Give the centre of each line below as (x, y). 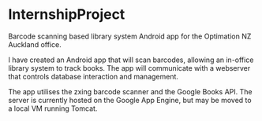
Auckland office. (35, 44)
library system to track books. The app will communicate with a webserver (129, 68)
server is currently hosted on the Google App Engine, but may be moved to (130, 100)
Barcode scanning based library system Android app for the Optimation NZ (130, 36)
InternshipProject (67, 15)
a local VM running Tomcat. (53, 108)
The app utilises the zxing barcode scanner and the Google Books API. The (130, 91)
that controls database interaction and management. (94, 76)
